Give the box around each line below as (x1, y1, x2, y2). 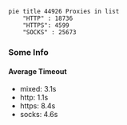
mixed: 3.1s (19, 84, 57, 94)
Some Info (8, 46, 50, 57)
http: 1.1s (19, 92, 49, 103)
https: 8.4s (19, 101, 56, 111)
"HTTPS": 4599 (22, 21, 69, 29)
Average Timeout (8, 66, 67, 76)
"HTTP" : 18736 (22, 14, 73, 22)
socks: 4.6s (19, 110, 58, 119)
